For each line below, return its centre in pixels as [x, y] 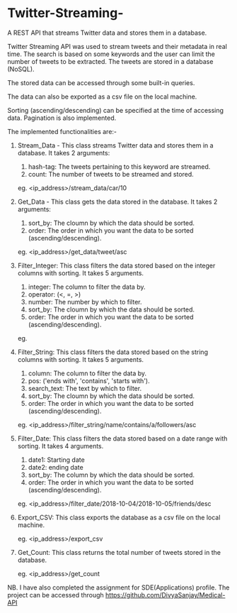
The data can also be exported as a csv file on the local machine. [102, 96]
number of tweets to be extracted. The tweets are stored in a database [110, 61]
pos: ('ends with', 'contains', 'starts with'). [89, 380]
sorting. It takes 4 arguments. [60, 446]
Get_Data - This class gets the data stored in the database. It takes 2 [117, 201]
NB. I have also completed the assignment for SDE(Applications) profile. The [118, 587]
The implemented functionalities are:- [62, 131]
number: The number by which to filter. [85, 302]
